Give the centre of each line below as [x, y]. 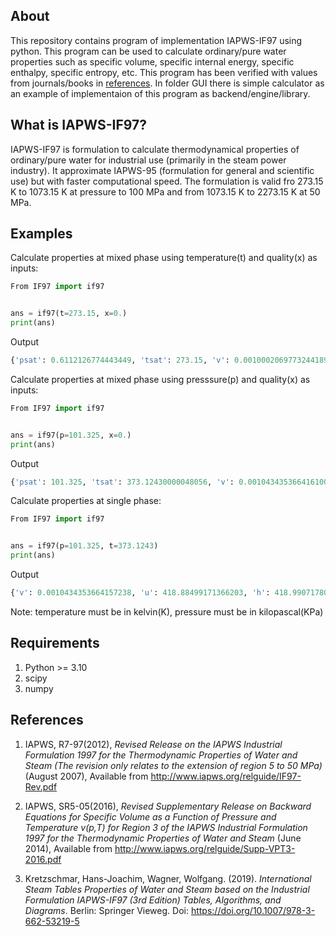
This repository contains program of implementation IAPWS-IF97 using [156, 40]
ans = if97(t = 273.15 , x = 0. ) [69, 314]
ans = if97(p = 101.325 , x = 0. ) [71, 435]
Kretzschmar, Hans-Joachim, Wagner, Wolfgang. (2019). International [168, 878]
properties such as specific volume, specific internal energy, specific [152, 61]
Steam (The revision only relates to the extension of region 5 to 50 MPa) [173, 765]
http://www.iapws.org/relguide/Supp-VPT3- [205, 848]
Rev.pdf [41, 786]
